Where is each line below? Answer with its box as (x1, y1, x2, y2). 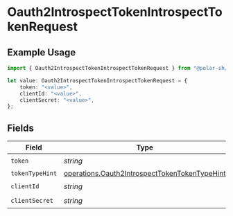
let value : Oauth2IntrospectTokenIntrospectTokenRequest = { (7, 77, 188, 84)
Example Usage (7, 46, 76, 58)
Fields (7, 122, 35, 134)
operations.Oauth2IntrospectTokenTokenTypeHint (63, 169, 226, 179)
